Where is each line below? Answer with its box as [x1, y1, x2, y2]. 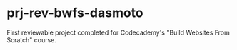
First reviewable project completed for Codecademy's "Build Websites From [6, 28, 230, 37]
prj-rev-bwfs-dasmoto [6, 5, 143, 21]
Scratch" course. [6, 35, 56, 44]
